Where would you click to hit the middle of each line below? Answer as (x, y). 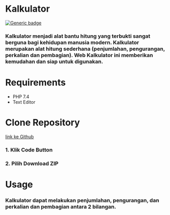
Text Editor (24, 102)
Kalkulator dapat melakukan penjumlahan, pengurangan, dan (82, 200)
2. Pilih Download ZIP (32, 163)
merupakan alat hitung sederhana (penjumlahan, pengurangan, (85, 49)
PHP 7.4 (21, 97)
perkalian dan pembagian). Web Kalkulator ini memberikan (79, 55)
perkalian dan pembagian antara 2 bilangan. (61, 206)
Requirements (36, 83)
